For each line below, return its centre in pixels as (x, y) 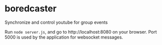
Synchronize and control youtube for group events (56, 22)
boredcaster (31, 9)
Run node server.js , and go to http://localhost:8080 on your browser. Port (81, 32)
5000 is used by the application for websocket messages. (64, 37)
